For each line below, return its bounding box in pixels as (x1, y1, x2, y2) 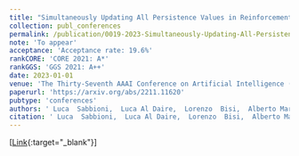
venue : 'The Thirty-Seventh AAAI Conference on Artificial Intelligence (9, 79, 285, 88)
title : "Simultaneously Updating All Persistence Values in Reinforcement (9, 12, 293, 22)
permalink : (9, 29, 50, 38)
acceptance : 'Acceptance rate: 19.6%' (9, 46, 153, 55)
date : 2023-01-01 (9, 71, 74, 80)
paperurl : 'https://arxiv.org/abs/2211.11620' (9, 87, 185, 96)
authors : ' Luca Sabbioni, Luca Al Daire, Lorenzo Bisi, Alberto (9, 104, 277, 113)
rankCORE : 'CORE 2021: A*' (9, 54, 109, 63)
